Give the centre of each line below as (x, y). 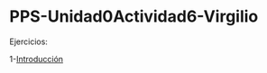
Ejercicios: (28, 41)
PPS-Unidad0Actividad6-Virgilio (134, 17)
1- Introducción (37, 59)
